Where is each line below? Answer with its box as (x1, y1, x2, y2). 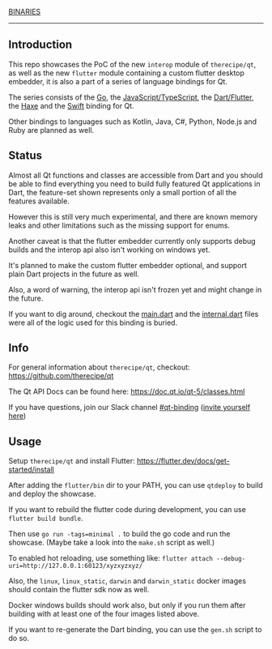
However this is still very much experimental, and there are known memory (8, 211, 258, 221)
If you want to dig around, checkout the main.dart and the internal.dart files (8, 309, 259, 318)
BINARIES (8, 7, 41, 16)
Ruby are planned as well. (8, 125, 95, 134)
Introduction (8, 38, 73, 52)
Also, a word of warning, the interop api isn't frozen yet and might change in (8, 284, 262, 294)
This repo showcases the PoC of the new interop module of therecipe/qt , (8, 59, 257, 69)
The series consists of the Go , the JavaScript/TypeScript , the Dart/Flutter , (8, 92, 254, 102)
